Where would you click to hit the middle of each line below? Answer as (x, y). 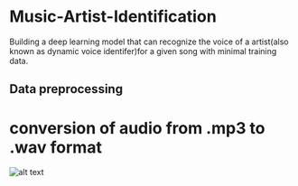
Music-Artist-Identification (113, 17)
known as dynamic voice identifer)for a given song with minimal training (143, 51)
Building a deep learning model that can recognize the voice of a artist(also (149, 42)
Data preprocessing (66, 89)
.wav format (56, 147)
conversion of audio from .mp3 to (137, 128)
